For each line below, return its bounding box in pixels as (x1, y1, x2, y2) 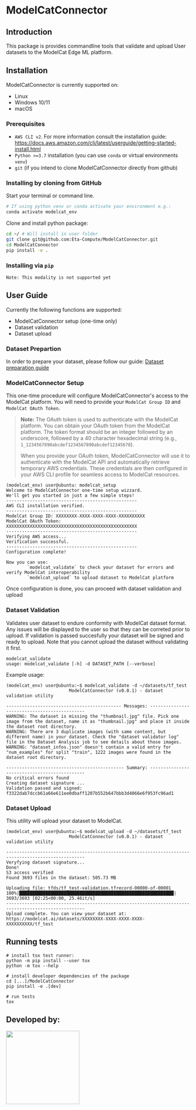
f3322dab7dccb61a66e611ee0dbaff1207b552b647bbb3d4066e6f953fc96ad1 (6, 790, 174, 796)
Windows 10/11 (14, 99, 50, 106)
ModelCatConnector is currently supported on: (6, 81, 119, 88)
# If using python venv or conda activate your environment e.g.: (6, 204, 171, 210)
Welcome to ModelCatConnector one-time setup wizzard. (6, 488, 143, 494)
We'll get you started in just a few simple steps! (6, 492, 135, 499)
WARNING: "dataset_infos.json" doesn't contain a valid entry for (6, 744, 171, 750)
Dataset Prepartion (6, 345, 61, 353)
